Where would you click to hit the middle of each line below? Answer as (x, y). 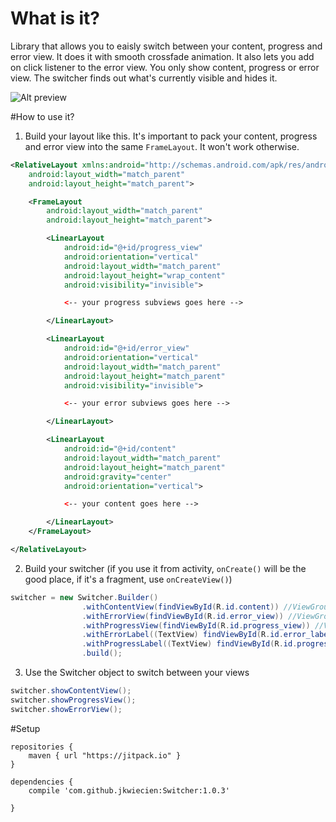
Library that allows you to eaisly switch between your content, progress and (166, 46)
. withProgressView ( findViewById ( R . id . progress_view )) (196, 625)
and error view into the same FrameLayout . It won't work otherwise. (162, 146)
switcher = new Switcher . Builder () (84, 597)
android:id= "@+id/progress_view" (133, 248)
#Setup (25, 728)
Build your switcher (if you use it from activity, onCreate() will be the (165, 568)
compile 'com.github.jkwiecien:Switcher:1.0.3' (129, 790)
